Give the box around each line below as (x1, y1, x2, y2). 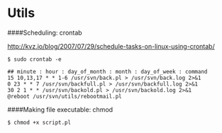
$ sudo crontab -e (7, 55, 62, 63)
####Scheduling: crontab (7, 28, 83, 37)
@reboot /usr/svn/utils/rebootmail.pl (7, 93, 122, 100)
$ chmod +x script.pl (7, 119, 72, 126)
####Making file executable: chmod (7, 105, 113, 114)
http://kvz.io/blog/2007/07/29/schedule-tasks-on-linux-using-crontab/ (7, 42, 215, 50)
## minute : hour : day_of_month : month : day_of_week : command (7, 68, 208, 75)
